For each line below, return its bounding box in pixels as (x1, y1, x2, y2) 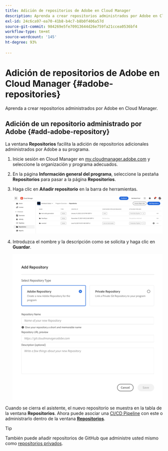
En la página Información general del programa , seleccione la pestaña (12, 171, 159, 177)
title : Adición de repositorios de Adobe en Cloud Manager (5, 8, 131, 13)
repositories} (5, 88, 61, 100)
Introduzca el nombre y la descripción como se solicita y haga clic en (12, 239, 155, 245)
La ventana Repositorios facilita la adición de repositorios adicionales (5, 141, 149, 147)
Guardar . (12, 244, 31, 250)
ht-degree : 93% (5, 40, 37, 45)
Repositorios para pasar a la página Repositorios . (12, 176, 116, 182)
